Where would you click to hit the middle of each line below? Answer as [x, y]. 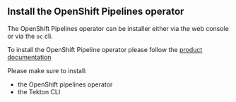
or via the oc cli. [30, 36]
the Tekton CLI [39, 91]
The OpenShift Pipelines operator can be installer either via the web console [118, 28]
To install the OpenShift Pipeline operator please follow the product [105, 49]
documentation [29, 57]
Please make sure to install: [47, 70]
